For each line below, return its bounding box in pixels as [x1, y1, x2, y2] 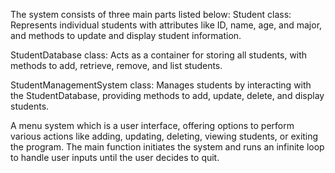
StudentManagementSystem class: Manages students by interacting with [10, 79, 312, 91]
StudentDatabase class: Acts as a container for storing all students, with [10, 49, 308, 61]
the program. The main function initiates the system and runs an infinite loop [10, 141, 325, 153]
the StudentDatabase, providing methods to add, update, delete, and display [10, 90, 325, 101]
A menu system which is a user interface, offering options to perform [10, 120, 295, 131]
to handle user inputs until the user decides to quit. [10, 152, 220, 163]
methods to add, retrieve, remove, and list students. [10, 60, 223, 71]
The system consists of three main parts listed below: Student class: [10, 9, 292, 20]
